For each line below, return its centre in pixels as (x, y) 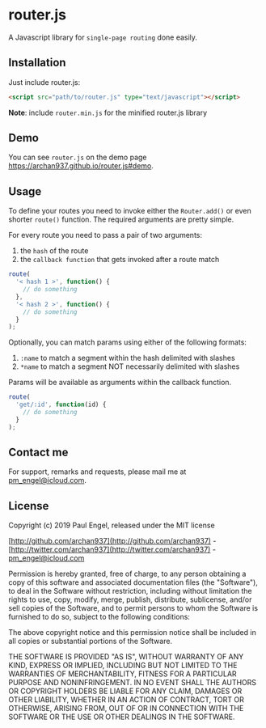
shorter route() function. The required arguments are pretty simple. (121, 219)
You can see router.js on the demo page (78, 157)
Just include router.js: (44, 82)
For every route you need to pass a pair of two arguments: (106, 235)
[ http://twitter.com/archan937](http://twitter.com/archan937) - (112, 550)
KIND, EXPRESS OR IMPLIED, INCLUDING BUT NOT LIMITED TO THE (123, 666)
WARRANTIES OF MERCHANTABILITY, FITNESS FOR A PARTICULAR (122, 674)
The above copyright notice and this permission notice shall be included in (132, 633)
